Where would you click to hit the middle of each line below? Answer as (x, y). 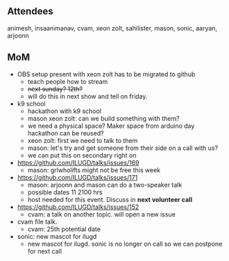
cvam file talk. (37, 221)
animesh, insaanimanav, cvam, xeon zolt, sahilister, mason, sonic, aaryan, (112, 28)
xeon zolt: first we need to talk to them (83, 140)
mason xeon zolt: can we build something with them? (103, 118)
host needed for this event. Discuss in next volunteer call (110, 199)
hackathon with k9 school (65, 111)
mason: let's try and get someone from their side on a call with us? (123, 148)
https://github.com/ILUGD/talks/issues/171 (77, 177)
